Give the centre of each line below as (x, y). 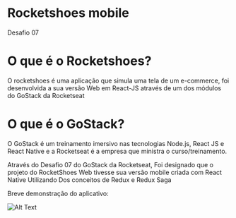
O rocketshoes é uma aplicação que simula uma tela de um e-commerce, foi (118, 80)
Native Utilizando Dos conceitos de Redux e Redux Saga (89, 180)
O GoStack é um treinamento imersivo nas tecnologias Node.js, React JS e (116, 143)
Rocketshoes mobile (68, 13)
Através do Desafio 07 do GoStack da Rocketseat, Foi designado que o (111, 164)
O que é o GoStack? (66, 124)
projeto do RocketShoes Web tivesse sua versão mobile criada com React (115, 172)
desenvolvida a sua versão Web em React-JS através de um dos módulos (114, 88)
